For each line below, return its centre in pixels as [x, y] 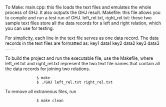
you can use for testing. [29, 28]
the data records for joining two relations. [48, 69]
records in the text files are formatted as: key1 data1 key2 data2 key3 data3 [82, 43]
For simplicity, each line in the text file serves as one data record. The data [82, 38]
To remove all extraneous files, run [41, 91]
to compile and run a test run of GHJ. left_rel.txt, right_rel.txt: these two [78, 18]
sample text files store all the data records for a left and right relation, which [83, 23]
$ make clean [50, 101]
